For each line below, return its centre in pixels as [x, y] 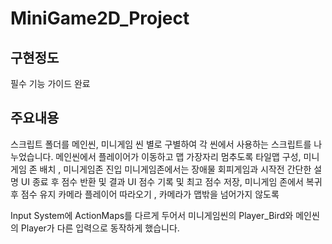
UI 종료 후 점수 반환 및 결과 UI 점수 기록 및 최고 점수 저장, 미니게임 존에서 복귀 [171, 181]
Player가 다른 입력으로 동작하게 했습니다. [100, 228]
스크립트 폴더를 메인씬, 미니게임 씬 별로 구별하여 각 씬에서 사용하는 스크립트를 [161, 144]
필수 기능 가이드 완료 [50, 83]
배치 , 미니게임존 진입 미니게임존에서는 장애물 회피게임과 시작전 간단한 [175, 169]
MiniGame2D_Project [100, 18]
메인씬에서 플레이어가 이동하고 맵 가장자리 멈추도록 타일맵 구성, [178, 156]
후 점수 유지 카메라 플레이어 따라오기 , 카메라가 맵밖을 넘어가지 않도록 [145, 194]
